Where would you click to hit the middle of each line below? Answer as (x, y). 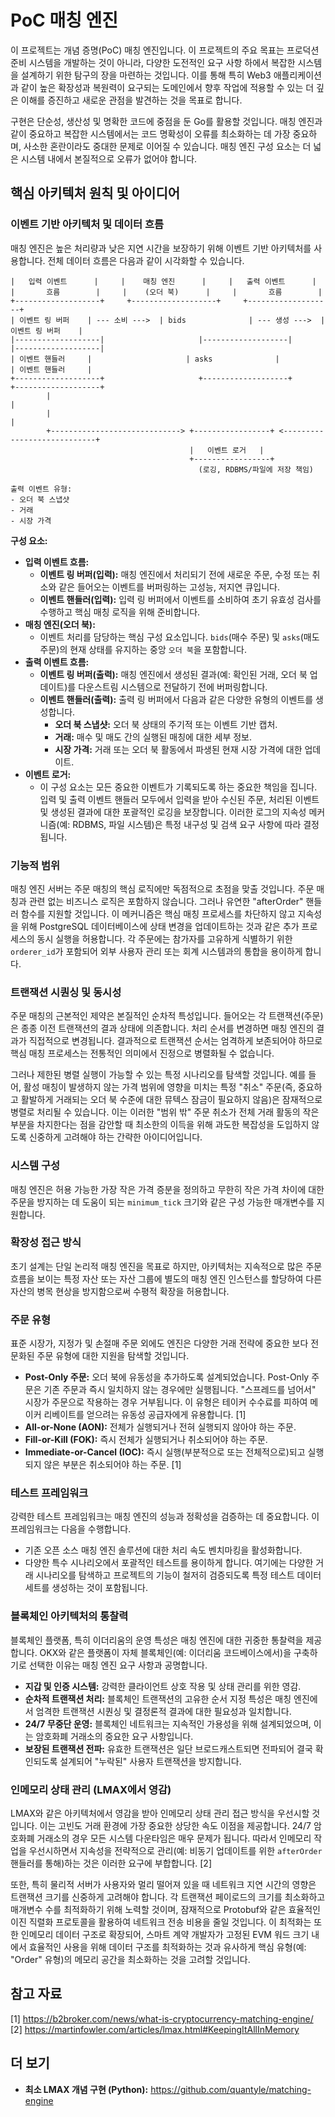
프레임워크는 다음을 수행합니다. (71, 1529)
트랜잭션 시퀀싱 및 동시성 (66, 992)
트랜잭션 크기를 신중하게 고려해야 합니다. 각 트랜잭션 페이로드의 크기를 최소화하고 (168, 1897)
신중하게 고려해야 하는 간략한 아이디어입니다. (115, 1137)
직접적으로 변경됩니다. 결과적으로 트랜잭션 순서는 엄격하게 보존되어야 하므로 (175, 1041)
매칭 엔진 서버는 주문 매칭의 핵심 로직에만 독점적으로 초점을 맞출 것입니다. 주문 (162, 888)
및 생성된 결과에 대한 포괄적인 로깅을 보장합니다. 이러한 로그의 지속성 (173, 812)
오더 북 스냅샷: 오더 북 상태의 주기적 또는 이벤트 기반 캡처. (166, 724)
